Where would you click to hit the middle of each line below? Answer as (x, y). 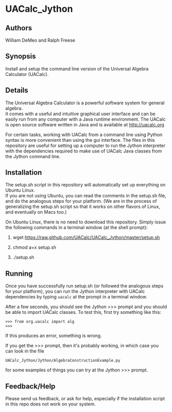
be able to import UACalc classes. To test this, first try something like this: (83, 312)
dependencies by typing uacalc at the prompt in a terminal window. (76, 297)
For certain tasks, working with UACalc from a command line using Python (84, 135)
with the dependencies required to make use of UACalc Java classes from (84, 151)
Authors (19, 28)
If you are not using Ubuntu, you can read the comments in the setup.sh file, (86, 196)
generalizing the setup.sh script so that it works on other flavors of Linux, (83, 207)
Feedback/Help (30, 386)
